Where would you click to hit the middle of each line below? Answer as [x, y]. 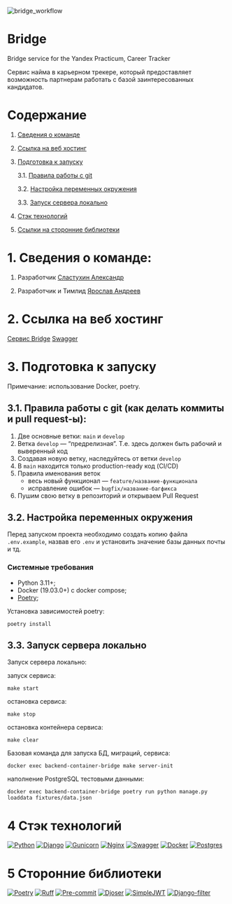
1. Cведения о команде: [79, 258]
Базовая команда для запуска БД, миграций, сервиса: [89, 753]
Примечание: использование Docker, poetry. [74, 386]
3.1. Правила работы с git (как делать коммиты [116, 409]
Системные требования [51, 567]
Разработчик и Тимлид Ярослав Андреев [79, 291]
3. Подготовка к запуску [82, 367]
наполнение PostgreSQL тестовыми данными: [76, 779]
